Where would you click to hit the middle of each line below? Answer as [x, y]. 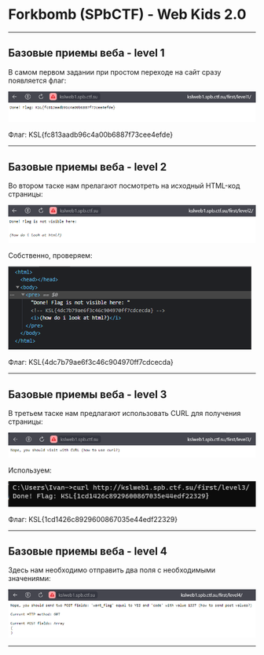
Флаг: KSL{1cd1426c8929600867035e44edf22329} [93, 519]
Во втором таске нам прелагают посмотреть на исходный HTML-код [124, 186]
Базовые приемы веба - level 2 [88, 167]
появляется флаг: [37, 80]
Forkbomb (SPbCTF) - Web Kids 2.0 [127, 15]
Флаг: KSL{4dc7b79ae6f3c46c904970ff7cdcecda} [91, 362]
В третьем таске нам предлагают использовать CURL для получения [125, 414]
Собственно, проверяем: [50, 256]
